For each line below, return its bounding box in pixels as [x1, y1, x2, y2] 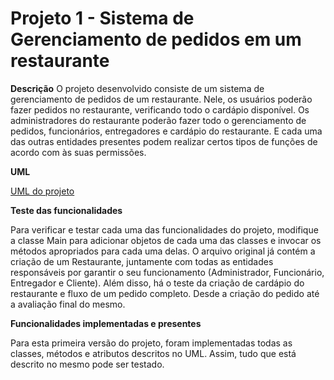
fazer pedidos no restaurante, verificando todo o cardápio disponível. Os [10, 103, 310, 116]
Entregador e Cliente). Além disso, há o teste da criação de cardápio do [10, 277, 305, 289]
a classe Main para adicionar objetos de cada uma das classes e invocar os [10, 234, 322, 246]
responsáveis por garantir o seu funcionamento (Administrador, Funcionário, [10, 266, 325, 278]
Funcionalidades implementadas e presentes [10, 317, 202, 329]
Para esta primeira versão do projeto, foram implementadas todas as [10, 337, 293, 349]
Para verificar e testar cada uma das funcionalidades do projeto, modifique [10, 223, 319, 236]
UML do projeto [10, 185, 75, 197]
